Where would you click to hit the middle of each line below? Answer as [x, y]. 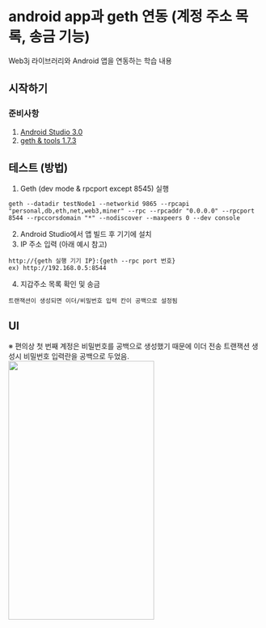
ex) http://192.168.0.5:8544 [57, 268]
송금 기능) [59, 37]
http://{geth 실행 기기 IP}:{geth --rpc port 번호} [92, 261]
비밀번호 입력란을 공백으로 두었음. [76, 356]
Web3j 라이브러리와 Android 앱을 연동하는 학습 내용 [90, 61]
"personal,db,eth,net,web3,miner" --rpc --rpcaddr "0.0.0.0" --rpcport [131, 211]
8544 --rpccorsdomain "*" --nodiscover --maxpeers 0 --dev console [125, 218]
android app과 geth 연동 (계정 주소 [120, 17]
